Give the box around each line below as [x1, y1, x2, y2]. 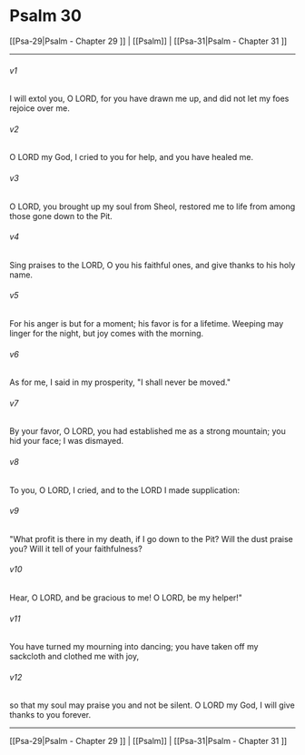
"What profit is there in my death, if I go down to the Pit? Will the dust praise [9, 533, 293, 544]
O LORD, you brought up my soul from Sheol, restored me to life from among [9, 201, 296, 212]
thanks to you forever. [9, 710, 92, 720]
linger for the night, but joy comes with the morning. [9, 327, 204, 338]
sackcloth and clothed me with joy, [9, 651, 139, 662]
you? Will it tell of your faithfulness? [9, 543, 143, 554]
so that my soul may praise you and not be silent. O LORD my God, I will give [9, 700, 295, 710]
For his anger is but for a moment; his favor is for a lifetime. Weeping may [9, 317, 284, 328]
